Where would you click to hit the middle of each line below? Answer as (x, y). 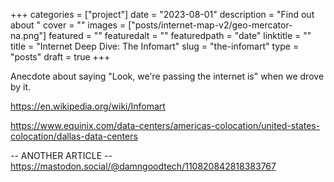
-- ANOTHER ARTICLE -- (61, 155)
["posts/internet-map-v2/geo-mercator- (210, 25)
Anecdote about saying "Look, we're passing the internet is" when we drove (167, 76)
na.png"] (28, 35)
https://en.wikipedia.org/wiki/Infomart (88, 106)
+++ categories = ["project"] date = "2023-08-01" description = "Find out (162, 14)
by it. (21, 87)
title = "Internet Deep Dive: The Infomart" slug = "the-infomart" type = (155, 46)
